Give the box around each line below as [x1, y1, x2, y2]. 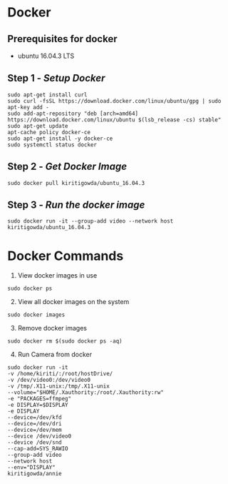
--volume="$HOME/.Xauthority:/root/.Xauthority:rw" [7, 389, 164, 396]
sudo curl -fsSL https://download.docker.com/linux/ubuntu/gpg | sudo [7, 97, 222, 104]
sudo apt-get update [7, 122, 69, 129]
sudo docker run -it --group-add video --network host [7, 218, 174, 225]
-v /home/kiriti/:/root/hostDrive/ [7, 370, 113, 378]
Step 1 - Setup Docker [7, 72, 105, 84]
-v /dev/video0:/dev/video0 [7, 376, 91, 384]
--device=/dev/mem [7, 426, 62, 434]
